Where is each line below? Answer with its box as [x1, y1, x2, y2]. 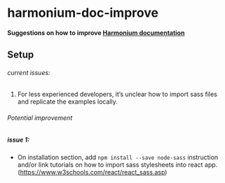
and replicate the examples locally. [17, 97, 118, 106]
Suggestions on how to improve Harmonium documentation [7, 28, 185, 36]
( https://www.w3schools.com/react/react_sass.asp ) [17, 168, 168, 176]
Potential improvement [7, 114, 73, 122]
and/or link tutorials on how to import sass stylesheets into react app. [17, 160, 218, 169]
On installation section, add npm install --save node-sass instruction [17, 153, 219, 161]
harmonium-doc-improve [7, 5, 159, 21]
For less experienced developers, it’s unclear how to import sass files [17, 90, 217, 99]
